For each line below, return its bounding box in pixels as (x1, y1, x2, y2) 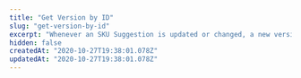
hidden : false (9, 38, 63, 48)
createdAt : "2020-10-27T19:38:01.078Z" (9, 47, 159, 56)
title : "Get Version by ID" (9, 13, 115, 22)
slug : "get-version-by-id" (9, 22, 110, 30)
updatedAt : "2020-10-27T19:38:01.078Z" (9, 55, 159, 64)
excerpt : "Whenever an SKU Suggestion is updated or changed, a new (9, 30, 271, 39)
